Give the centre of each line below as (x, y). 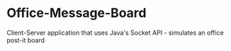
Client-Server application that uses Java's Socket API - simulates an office (115, 33)
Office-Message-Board (77, 13)
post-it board (26, 40)
